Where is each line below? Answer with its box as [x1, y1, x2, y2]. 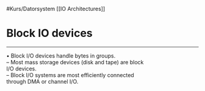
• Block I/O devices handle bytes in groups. [6, 52, 116, 59]
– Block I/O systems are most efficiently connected [6, 71, 134, 78]
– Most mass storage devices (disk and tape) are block [6, 58, 144, 66]
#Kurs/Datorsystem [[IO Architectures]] [6, 5, 106, 12]
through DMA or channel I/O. [6, 78, 79, 85]
